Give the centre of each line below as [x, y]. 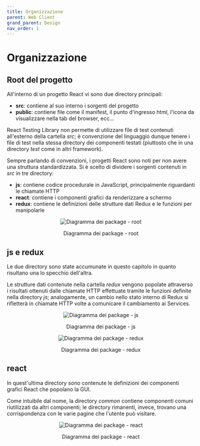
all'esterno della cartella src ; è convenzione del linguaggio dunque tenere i [99, 136]
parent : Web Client [31, 17]
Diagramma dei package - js [101, 327]
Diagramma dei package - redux [101, 350]
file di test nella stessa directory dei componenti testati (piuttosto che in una [100, 143]
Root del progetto [40, 80]
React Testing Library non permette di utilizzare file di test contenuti [90, 130]
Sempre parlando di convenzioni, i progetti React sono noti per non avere [97, 161]
